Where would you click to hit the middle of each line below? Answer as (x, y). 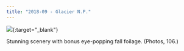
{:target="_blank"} (35, 29)
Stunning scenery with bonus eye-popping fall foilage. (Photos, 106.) (92, 41)
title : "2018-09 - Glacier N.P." (49, 12)
